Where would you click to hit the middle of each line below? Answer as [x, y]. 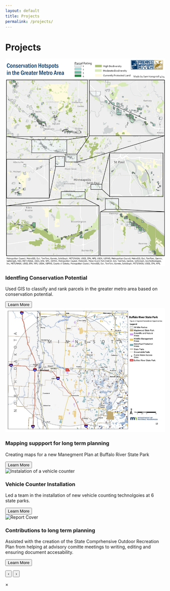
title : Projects [22, 16]
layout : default [22, 11]
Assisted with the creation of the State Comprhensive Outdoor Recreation [82, 542]
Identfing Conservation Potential [46, 277]
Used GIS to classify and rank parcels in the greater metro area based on [81, 289]
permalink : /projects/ [29, 21]
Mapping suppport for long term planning [57, 443]
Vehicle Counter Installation [40, 484]
